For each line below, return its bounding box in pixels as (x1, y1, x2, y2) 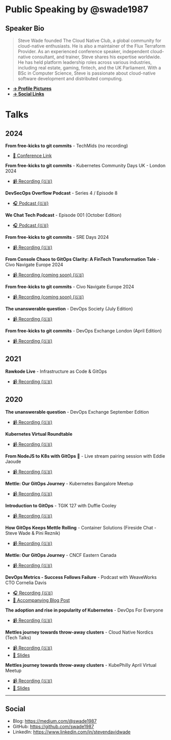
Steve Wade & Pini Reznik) (5, 530, 61, 536)
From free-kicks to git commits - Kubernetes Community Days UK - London (5, 163, 166, 168)
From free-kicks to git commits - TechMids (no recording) (5, 143, 128, 149)
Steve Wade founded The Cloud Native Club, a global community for (17, 37, 162, 43)
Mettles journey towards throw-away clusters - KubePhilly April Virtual (5, 662, 157, 668)
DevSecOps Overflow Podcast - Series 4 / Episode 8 (5, 190, 118, 196)
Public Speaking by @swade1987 (5, 4, 149, 15)
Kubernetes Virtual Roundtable (5, 431, 73, 437)
